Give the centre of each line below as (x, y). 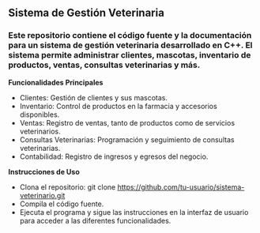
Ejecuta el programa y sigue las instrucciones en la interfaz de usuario (134, 212)
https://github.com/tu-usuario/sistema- (181, 187)
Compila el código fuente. (62, 204)
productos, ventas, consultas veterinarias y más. (104, 65)
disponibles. (40, 115)
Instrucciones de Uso (44, 171)
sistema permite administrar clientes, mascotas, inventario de (130, 55)
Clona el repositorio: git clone (68, 187)
